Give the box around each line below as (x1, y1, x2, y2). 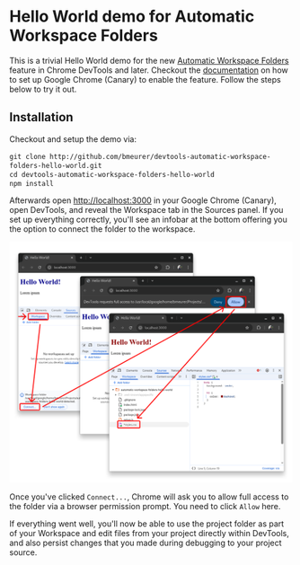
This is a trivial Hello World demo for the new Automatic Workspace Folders (9, 55, 289, 66)
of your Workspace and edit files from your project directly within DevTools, (9, 528, 290, 539)
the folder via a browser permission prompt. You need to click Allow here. (9, 501, 281, 512)
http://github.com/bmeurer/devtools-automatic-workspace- (49, 152, 271, 161)
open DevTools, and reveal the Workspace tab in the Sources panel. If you (9, 204, 284, 215)
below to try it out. (9, 84, 77, 94)
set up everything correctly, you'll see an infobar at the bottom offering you (9, 214, 287, 225)
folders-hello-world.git (9, 161, 102, 170)
